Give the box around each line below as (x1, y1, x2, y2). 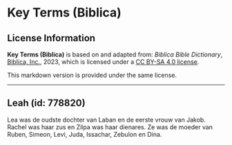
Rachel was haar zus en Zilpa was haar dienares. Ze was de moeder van (7, 122, 213, 131)
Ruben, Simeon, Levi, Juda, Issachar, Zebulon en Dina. (7, 130, 162, 138)
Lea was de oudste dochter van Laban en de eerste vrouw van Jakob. (7, 115, 206, 124)
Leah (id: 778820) (7, 98, 86, 109)
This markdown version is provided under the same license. (7, 71, 177, 79)
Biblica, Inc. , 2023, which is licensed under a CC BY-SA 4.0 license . (7, 58, 200, 66)
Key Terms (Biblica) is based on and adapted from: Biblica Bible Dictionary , (7, 50, 223, 58)
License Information (7, 32, 95, 44)
